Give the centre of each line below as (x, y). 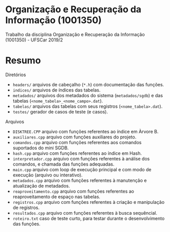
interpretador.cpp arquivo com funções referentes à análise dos (81, 158)
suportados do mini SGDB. (41, 148)
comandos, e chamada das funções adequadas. (63, 164)
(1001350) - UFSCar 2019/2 (34, 40)
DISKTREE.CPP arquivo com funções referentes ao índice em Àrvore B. (86, 131)
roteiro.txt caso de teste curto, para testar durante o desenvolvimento (89, 218)
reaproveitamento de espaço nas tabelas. (57, 196)
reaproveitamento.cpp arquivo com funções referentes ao (73, 191)
